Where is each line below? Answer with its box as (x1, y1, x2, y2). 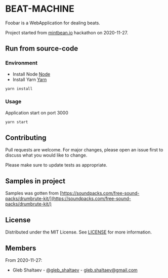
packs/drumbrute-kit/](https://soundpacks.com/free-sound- (5, 195, 132, 202)
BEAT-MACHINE (5, 3, 74, 15)
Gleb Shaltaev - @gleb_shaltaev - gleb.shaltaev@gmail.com (12, 267, 138, 273)
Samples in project (5, 177, 66, 185)
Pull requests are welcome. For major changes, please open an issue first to (5, 147, 163, 153)
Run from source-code (5, 44, 78, 53)
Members (5, 244, 36, 252)
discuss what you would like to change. (5, 152, 88, 158)
